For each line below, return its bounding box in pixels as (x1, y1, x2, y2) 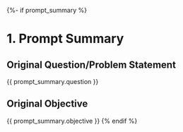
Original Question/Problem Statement (6, 59, 176, 71)
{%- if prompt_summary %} (6, 6, 88, 14)
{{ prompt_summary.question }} (6, 78, 99, 85)
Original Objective (6, 98, 88, 110)
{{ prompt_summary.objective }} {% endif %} (6, 116, 138, 125)
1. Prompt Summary (6, 31, 124, 47)
